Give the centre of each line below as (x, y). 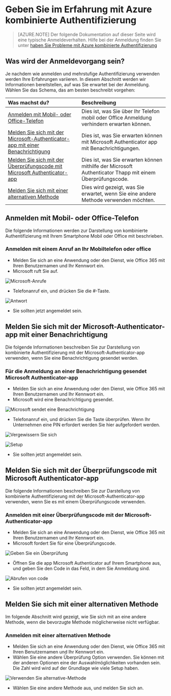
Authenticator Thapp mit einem (118, 172)
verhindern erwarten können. (116, 124)
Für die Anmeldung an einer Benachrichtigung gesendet (76, 371)
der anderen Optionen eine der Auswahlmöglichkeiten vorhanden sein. (87, 663)
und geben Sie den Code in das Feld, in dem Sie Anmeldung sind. (81, 569)
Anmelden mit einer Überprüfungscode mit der (64, 515)
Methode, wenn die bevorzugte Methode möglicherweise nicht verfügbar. (83, 622)
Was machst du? (28, 102)
